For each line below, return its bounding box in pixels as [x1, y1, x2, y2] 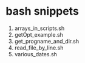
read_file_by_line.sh [14, 44, 64, 51]
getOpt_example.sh [14, 31, 63, 38]
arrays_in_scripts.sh [14, 24, 65, 32]
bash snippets [5, 4, 80, 18]
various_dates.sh [14, 50, 57, 57]
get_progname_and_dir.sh [14, 37, 80, 45]
